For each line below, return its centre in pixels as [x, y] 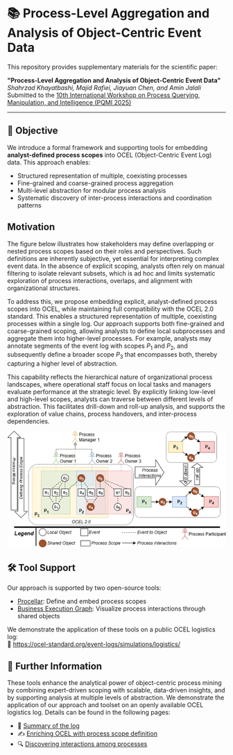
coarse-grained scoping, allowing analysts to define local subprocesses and [116, 331]
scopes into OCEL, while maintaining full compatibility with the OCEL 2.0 [110, 309]
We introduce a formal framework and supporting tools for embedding [107, 147]
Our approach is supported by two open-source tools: [84, 588]
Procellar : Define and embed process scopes [82, 602]
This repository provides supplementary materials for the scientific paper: [112, 67]
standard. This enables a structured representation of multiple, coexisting [112, 316]
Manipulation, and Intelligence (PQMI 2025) [69, 102]
